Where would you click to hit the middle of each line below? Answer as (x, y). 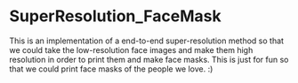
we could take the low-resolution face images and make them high (131, 49)
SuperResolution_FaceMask (115, 16)
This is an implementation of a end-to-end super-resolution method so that (147, 41)
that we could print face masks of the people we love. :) (111, 69)
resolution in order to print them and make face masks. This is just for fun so (149, 59)
